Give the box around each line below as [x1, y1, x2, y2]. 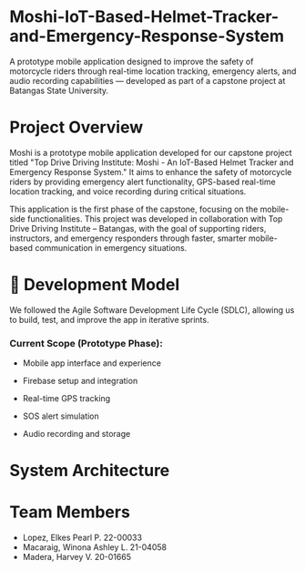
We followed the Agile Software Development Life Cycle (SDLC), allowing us [9, 304, 295, 316]
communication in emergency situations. [35, 242, 188, 253]
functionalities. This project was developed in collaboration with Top [26, 213, 283, 224]
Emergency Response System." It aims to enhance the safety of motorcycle [9, 166, 292, 177]
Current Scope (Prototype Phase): [9, 337, 164, 349]
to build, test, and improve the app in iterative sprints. [9, 314, 209, 325]
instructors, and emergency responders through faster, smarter [9, 233, 248, 244]
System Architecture [9, 461, 170, 481]
